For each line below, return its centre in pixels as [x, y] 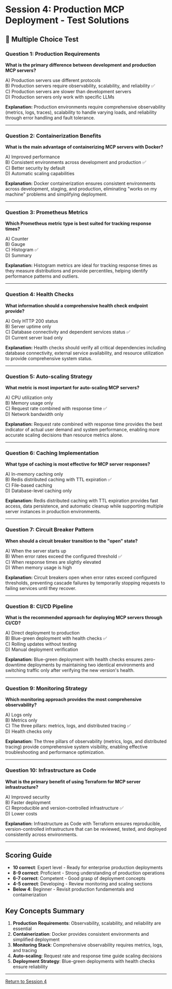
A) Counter [17, 239]
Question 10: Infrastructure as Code [51, 770]
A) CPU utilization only [29, 397]
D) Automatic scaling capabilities [40, 174]
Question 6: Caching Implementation [52, 453]
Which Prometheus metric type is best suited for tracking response [78, 223]
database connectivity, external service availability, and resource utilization [84, 353]
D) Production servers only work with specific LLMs [60, 97]
